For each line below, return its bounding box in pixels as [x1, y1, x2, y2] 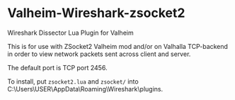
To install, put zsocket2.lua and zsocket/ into [7, 77, 139, 86]
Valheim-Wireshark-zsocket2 [7, 5, 185, 21]
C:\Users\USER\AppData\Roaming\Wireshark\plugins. [7, 84, 164, 93]
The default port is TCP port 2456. [7, 63, 108, 72]
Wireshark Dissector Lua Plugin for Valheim [7, 28, 134, 37]
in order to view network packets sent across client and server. [7, 50, 191, 58]
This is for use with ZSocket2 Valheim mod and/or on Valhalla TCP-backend [7, 42, 229, 50]
